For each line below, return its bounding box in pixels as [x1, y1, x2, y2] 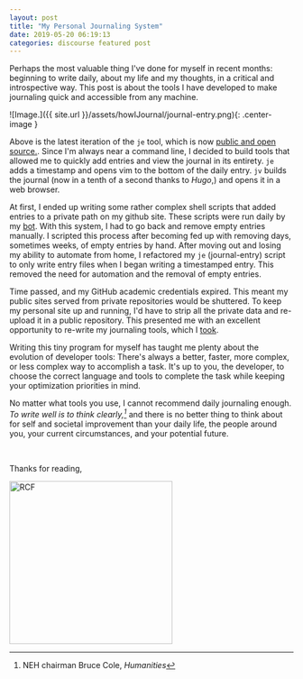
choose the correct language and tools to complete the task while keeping [9, 371, 286, 381]
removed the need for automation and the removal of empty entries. [9, 269, 262, 280]
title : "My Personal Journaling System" [9, 22, 164, 31]
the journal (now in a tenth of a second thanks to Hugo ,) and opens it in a [9, 175, 281, 186]
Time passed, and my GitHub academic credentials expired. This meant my [9, 286, 289, 298]
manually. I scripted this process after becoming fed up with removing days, [9, 231, 291, 242]
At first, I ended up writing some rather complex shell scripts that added [9, 202, 277, 213]
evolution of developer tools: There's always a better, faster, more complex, [9, 352, 290, 362]
